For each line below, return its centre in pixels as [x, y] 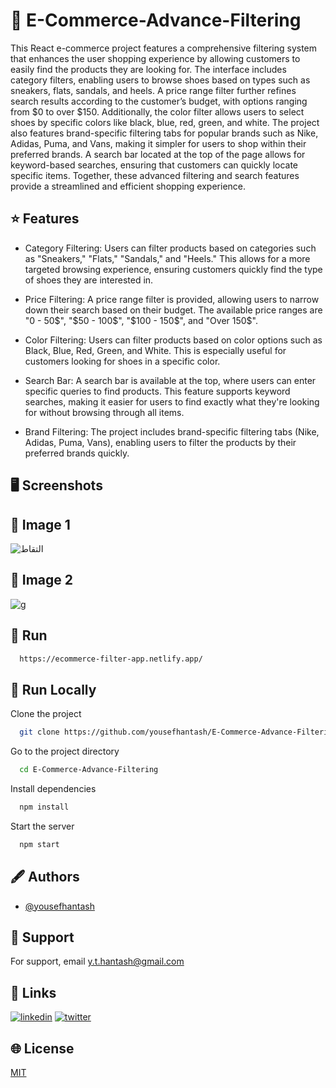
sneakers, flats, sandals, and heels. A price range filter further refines [153, 90]
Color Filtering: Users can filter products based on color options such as [173, 340]
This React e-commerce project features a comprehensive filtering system [164, 48]
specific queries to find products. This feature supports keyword [157, 391]
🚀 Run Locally [53, 689]
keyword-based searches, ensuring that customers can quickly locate [154, 165]
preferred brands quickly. [77, 453]
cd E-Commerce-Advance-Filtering [89, 770]
